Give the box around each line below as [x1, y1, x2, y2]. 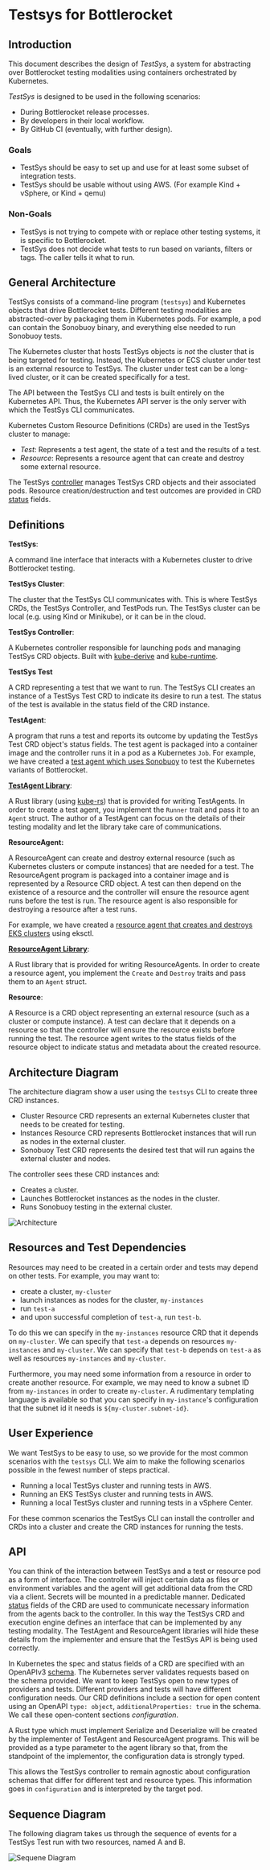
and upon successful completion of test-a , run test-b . [19, 1312, 202, 1321]
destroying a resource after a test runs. [8, 904, 138, 914]
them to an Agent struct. [8, 977, 87, 986]
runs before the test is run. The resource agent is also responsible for [8, 896, 239, 906]
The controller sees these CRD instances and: [8, 1169, 161, 1180]
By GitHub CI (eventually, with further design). [19, 125, 173, 134]
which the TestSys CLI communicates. [8, 405, 135, 415]
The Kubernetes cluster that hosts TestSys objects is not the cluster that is [8, 347, 255, 356]
